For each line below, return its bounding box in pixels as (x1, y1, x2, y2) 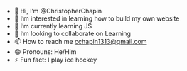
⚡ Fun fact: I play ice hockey (14, 55, 97, 64)
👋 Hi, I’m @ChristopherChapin (14, 7, 102, 15)
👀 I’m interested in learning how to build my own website (14, 14, 180, 23)
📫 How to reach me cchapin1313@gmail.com (14, 38, 147, 45)
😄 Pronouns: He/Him (14, 48, 77, 56)
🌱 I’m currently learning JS (14, 22, 92, 30)
